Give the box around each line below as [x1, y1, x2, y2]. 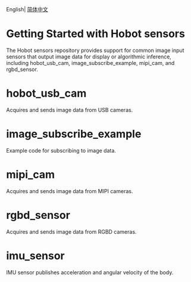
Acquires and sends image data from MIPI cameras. [6, 187, 133, 194]
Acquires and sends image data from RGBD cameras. [6, 228, 137, 235]
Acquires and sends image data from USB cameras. [6, 106, 133, 113]
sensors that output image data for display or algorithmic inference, [6, 53, 171, 60]
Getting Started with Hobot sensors [6, 27, 186, 41]
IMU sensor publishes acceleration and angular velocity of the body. [6, 268, 174, 276]
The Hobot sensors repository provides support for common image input [6, 47, 184, 54]
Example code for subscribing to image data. [6, 147, 116, 154]
